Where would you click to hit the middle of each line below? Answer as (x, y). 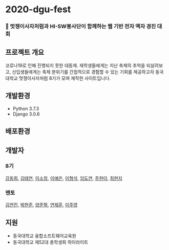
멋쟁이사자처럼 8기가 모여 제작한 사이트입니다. (65, 78)
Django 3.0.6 (26, 114)
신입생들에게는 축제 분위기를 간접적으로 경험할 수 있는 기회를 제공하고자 (83, 72)
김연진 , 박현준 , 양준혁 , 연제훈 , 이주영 (41, 205)
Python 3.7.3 (26, 108)
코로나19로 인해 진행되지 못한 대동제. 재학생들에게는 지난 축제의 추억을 (75, 65)
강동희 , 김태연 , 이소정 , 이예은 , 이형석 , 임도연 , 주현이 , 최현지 (64, 178)
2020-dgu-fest (38, 9)
